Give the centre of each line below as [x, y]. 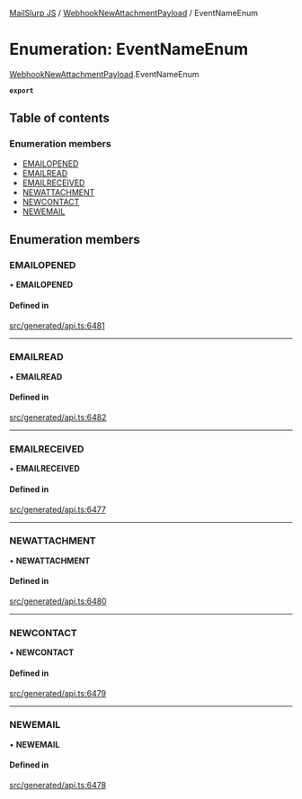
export [22, 90]
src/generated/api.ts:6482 [58, 417]
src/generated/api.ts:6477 [58, 509]
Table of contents [59, 118]
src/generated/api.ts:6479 [58, 693]
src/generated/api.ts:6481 [57, 325]
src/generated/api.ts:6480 [58, 601]
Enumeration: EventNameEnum [129, 49]
